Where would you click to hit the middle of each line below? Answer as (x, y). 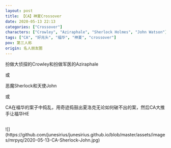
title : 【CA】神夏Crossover (34, 16)
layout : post (19, 11)
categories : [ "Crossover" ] (34, 27)
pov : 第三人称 (19, 43)
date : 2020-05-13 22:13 (31, 21)
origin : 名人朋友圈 (24, 48)
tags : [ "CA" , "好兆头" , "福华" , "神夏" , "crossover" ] (61, 38)
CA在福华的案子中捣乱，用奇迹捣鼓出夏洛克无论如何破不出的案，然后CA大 (83, 107)
